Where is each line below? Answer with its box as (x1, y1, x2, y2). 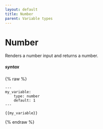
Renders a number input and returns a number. (5, 53, 98, 58)
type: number (14, 94, 40, 99)
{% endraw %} (5, 119, 35, 125)
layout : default (5, 7, 38, 12)
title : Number (5, 12, 34, 16)
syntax (5, 64, 19, 70)
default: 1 (14, 98, 36, 103)
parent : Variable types (5, 16, 53, 21)
